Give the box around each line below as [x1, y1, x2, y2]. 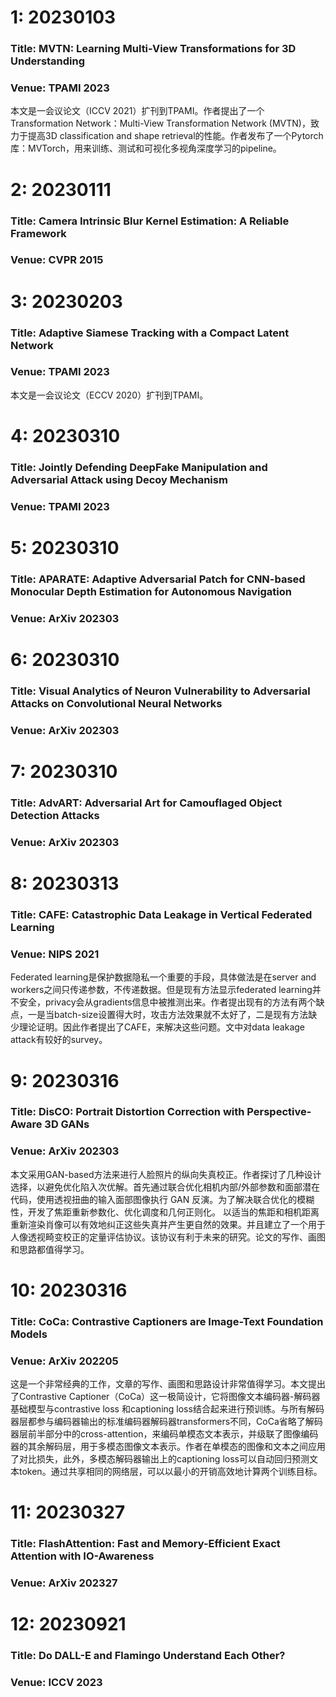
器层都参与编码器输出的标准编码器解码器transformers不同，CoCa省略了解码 [10, 1416, 323, 1428]
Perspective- [246, 1105, 312, 1119]
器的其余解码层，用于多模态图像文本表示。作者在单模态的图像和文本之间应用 [10, 1441, 326, 1453]
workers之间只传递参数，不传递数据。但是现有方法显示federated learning [10, 984, 313, 996]
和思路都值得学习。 [10, 1243, 90, 1255]
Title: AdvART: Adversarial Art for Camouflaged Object [10, 796, 283, 810]
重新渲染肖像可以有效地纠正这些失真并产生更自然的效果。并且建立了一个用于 [10, 1218, 326, 1230]
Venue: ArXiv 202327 [10, 1576, 118, 1590]
